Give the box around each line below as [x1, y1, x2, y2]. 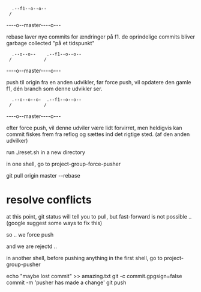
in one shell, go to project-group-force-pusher [6, 160, 121, 167]
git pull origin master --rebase [6, 172, 80, 179]
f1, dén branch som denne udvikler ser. [6, 85, 103, 92]
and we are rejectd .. [6, 243, 57, 250]
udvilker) [6, 137, 28, 144]
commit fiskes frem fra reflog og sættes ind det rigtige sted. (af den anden [6, 131, 190, 138]
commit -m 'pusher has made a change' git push [6, 279, 127, 286]
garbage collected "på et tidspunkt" [6, 40, 95, 46]
